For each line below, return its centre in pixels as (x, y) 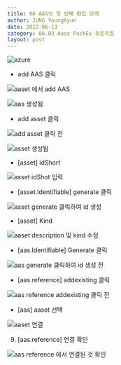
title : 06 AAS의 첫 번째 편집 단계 (53, 14)
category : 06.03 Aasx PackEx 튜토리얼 (61, 33)
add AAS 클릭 (36, 74)
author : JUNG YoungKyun (42, 20)
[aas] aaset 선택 (40, 310)
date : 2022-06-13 (33, 27)
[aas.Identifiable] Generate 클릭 (62, 250)
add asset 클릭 (38, 119)
